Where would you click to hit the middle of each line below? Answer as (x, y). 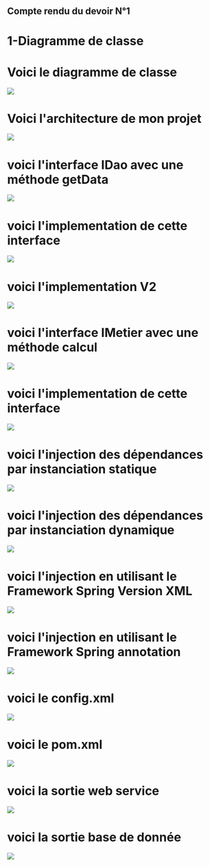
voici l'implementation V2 (82, 287)
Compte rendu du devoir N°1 (69, 11)
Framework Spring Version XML (100, 591)
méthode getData (58, 180)
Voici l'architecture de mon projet (104, 118)
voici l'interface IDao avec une (95, 165)
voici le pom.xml (55, 745)
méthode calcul (52, 348)
